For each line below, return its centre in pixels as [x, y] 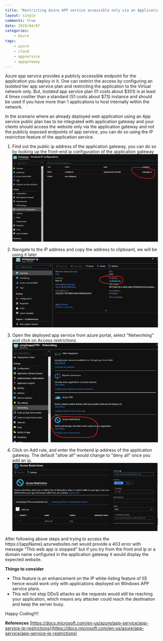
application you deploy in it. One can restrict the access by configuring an [79, 81]
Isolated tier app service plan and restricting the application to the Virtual [78, 86]
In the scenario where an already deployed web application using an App [78, 116]
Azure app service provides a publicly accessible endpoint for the [71, 76]
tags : [10, 41]
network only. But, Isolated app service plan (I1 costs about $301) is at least [81, 91]
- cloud [21, 51]
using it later [24, 254]
